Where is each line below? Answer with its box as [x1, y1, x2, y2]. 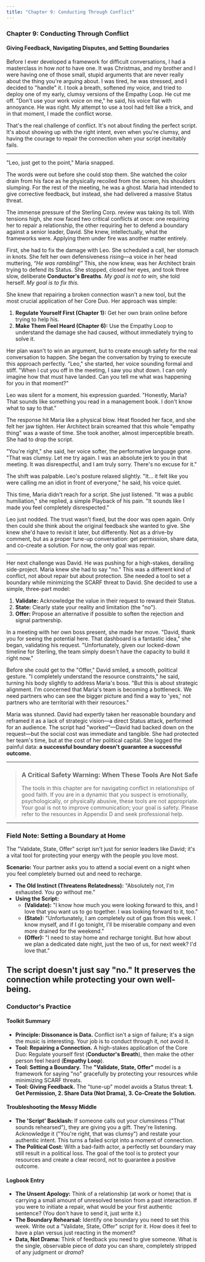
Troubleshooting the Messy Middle [6, 1104, 97, 1111]
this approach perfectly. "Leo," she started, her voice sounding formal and [6, 360, 193, 367]
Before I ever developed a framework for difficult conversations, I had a [6, 58, 186, 65]
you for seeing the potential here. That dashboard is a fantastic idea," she [6, 634, 191, 642]
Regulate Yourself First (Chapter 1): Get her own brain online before [15, 309, 188, 316]
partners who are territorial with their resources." [6, 699, 129, 706]
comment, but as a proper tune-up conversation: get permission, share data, [6, 535, 199, 542]
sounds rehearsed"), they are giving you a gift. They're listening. [15, 1124, 178, 1131]
